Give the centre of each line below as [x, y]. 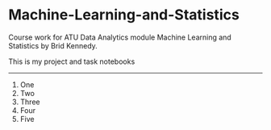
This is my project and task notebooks [72, 61]
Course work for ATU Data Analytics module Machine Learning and [120, 37]
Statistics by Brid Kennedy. [53, 45]
